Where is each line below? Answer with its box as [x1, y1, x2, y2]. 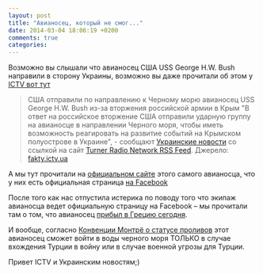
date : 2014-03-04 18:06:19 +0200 [8, 26, 119, 34]
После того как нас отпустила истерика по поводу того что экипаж [8, 193, 236, 203]
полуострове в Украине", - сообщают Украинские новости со [27, 137, 237, 147]
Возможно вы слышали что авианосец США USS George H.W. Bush [8, 63, 235, 72]
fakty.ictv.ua [27, 154, 69, 163]
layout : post [8, 11, 51, 20]
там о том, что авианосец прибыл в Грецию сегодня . [8, 210, 188, 219]
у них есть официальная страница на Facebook [8, 177, 169, 187]
